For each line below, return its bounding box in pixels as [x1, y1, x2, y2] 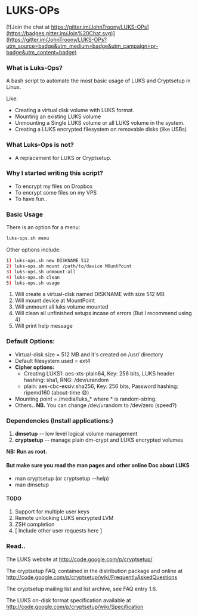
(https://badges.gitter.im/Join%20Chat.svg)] [6, 29, 115, 36]
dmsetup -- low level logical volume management [14, 430, 138, 437]
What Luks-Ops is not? [6, 141, 75, 149]
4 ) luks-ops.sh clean [6, 274, 60, 281]
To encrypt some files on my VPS [14, 189, 97, 196]
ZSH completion [14, 520, 55, 528]
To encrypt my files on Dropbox [14, 183, 93, 190]
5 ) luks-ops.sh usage [6, 280, 60, 286]
